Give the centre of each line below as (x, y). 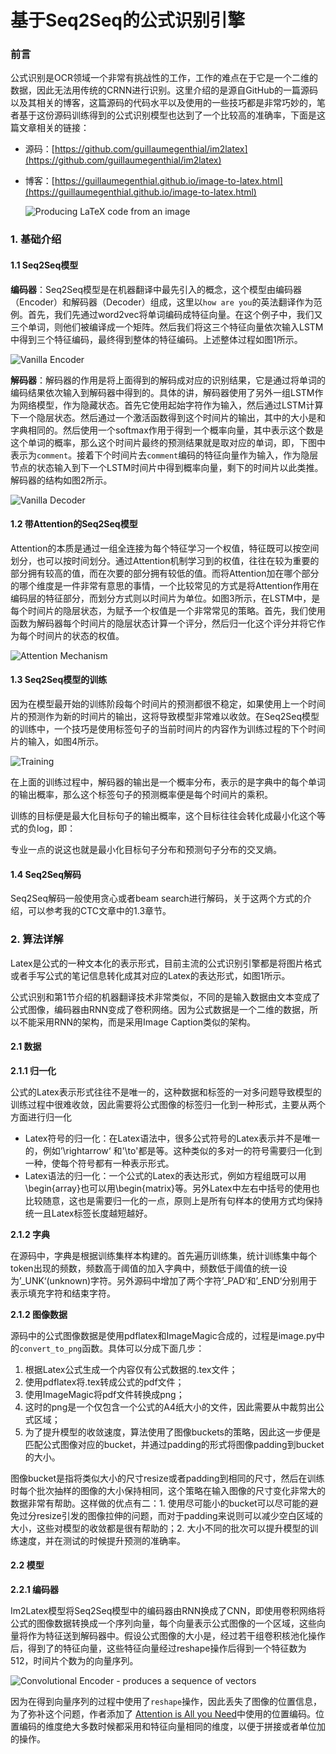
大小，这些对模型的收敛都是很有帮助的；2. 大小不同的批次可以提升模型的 (160, 1528)
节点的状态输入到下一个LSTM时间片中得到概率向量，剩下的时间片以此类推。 (167, 467)
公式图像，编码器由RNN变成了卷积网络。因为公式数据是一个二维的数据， (160, 1009)
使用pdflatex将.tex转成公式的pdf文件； (104, 1382)
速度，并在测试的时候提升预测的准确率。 (102, 1540)
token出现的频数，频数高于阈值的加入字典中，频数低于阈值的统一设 (149, 1268)
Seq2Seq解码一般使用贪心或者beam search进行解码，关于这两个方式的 (156, 898)
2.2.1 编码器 (35, 1589)
